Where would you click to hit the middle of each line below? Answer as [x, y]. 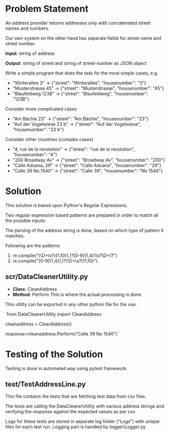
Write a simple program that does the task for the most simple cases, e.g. [82, 73]
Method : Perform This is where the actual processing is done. [77, 294]
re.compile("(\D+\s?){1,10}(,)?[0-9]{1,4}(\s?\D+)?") [65, 255]
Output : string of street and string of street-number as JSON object [76, 63]
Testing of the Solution [54, 354]
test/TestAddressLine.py [46, 384]
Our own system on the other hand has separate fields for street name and [83, 38]
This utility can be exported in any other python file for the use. [71, 304]
